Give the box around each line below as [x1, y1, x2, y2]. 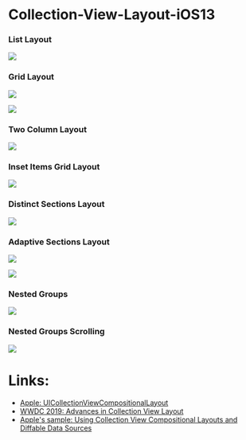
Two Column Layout [8, 123, 88, 134]
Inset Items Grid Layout [8, 162, 100, 172]
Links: [8, 372, 50, 389]
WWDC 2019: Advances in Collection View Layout [19, 406, 184, 415]
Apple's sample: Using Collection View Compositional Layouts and [19, 415, 238, 424]
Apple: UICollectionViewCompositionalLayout [19, 398, 169, 407]
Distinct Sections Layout [8, 199, 105, 210]
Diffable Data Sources [19, 423, 92, 433]
